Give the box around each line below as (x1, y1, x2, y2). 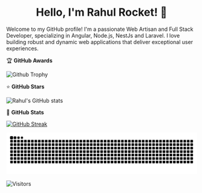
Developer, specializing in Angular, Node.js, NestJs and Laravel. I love (6, 31, 180, 39)
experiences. (6, 45, 39, 52)
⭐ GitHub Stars (6, 83, 45, 90)
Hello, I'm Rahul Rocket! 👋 (36, 5, 168, 19)
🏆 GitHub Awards (6, 57, 53, 64)
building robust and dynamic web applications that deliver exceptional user (6, 38, 194, 45)
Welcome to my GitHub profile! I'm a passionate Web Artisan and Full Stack (6, 25, 194, 33)
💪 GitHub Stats (6, 108, 44, 116)
